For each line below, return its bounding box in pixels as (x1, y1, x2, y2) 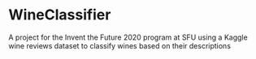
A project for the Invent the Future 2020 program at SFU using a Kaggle (8, 32, 248, 42)
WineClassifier (8, 6, 111, 24)
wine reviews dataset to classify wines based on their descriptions (8, 40, 232, 50)
